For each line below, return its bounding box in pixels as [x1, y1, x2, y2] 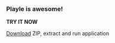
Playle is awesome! [6, 5, 63, 13]
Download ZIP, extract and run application [6, 30, 110, 37]
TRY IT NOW [6, 19, 38, 26]
